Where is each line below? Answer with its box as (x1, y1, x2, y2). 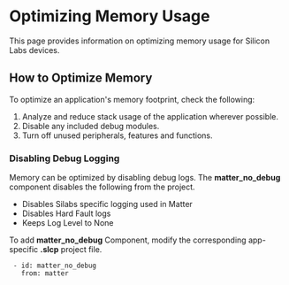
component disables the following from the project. (9, 181, 196, 192)
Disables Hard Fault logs (21, 208, 111, 219)
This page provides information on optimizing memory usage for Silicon (9, 35, 270, 46)
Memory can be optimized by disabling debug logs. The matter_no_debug (9, 173, 281, 183)
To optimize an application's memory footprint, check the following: (9, 94, 255, 104)
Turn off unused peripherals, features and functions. (21, 130, 213, 141)
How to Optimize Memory (9, 71, 153, 86)
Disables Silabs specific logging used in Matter (21, 199, 193, 210)
